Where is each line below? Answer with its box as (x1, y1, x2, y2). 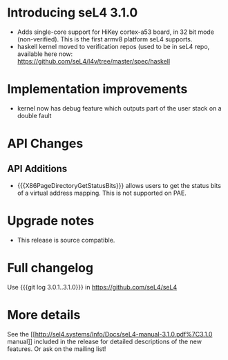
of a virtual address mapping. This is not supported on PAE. (17, 189, 187, 197)
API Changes (7, 136, 84, 151)
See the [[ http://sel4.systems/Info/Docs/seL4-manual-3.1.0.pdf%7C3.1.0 (7, 330, 213, 338)
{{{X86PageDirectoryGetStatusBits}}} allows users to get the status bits (17, 181, 221, 189)
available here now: (17, 50, 73, 58)
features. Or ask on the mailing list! (7, 344, 106, 353)
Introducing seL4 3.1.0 (7, 5, 138, 21)
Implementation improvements (7, 82, 188, 97)
